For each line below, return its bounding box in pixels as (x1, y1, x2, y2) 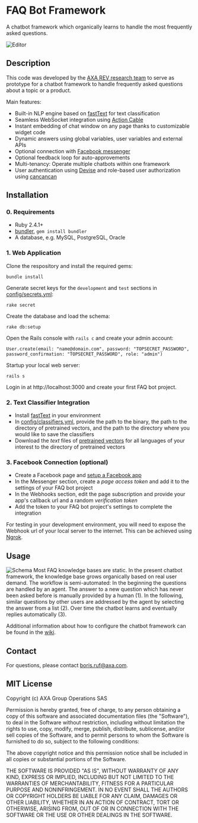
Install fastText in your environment (14, 412, 101, 419)
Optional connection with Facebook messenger (14, 147, 130, 154)
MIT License (6, 679, 53, 689)
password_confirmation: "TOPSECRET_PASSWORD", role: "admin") (6, 351, 163, 357)
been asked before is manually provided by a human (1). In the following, (6, 592, 184, 599)
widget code (14, 128, 46, 135)
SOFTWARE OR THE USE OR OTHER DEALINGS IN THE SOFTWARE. (6, 811, 173, 818)
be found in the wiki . (6, 629, 56, 636)
